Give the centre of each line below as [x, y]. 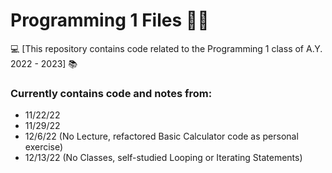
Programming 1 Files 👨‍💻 [110, 20]
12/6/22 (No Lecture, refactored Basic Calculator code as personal [161, 136]
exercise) [44, 147]
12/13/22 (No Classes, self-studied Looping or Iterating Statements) [163, 158]
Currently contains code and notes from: [111, 93]
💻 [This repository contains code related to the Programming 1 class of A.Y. [166, 48]
